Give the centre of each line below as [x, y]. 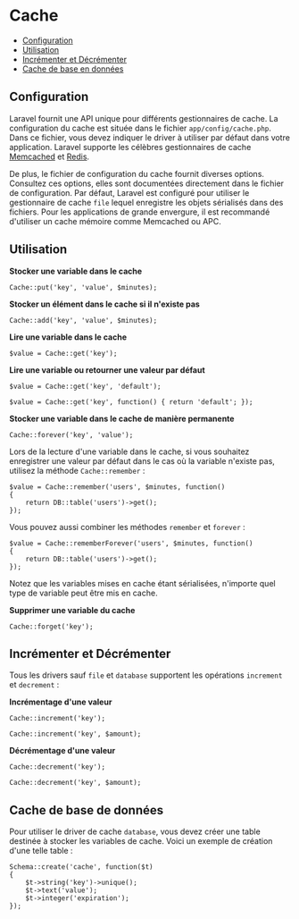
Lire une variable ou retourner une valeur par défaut [107, 370]
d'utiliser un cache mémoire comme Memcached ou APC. [115, 221]
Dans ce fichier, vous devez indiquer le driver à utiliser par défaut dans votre [149, 137]
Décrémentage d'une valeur [62, 751]
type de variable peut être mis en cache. [83, 593]
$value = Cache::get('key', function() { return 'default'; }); [131, 402]
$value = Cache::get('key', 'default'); [86, 386]
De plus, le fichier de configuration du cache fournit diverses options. [137, 173]
